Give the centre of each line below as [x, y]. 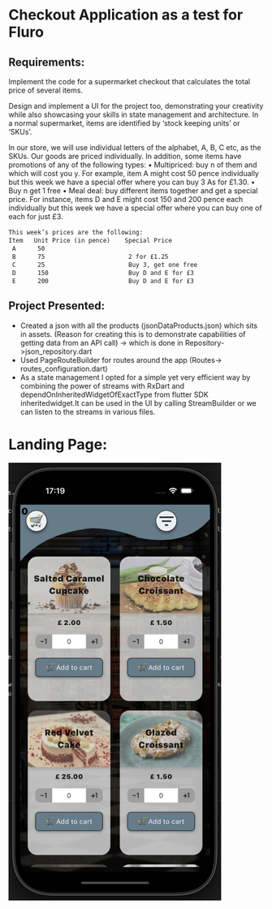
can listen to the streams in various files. [88, 411]
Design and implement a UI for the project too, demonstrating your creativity [136, 106]
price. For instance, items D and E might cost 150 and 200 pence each [126, 199]
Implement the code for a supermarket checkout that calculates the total [129, 82]
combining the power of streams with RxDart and [102, 386]
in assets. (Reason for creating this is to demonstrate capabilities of [133, 334]
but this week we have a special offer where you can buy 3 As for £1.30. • [132, 182]
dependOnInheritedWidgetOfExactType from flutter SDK [114, 394]
